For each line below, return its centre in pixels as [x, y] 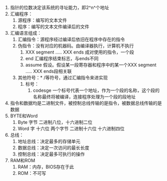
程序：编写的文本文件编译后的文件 [53, 27]
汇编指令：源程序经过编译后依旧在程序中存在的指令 [71, 39]
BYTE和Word [24, 116]
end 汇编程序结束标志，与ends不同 [62, 58]
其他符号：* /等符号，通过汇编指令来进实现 [63, 77]
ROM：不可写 [32, 173]
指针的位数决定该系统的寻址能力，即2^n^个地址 [60, 7]
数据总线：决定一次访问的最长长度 [53, 148]
